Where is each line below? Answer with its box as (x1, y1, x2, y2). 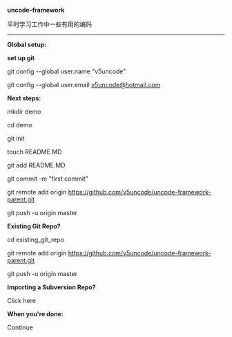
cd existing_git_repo (7, 235, 64, 244)
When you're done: (7, 310, 64, 318)
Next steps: (7, 94, 41, 102)
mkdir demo (7, 107, 41, 116)
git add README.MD (7, 161, 66, 169)
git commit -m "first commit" (7, 174, 88, 183)
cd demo (7, 121, 32, 129)
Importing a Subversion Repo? (7, 283, 96, 291)
